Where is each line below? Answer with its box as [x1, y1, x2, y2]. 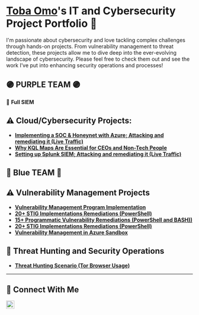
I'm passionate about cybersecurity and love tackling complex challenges [6, 36, 185, 43]
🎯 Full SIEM [6, 98, 34, 105]
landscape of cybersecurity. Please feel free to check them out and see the [6, 55, 190, 62]
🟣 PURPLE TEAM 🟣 [6, 80, 81, 90]
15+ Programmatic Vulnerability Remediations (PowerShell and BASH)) [14, 216, 192, 223]
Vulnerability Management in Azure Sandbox [14, 229, 129, 236]
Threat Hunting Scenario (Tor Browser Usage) [14, 262, 130, 269]
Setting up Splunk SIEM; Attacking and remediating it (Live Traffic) [14, 150, 182, 157]
